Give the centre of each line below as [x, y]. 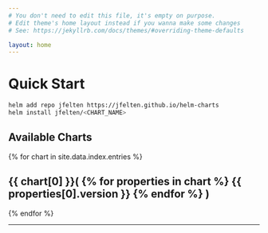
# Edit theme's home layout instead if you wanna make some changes [124, 23]
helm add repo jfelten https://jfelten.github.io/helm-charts [114, 105]
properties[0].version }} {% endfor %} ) [109, 194]
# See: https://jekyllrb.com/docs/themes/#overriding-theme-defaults [126, 30]
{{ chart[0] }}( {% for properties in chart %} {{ [125, 182]
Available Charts [50, 137]
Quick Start [47, 84]
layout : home [30, 45]
